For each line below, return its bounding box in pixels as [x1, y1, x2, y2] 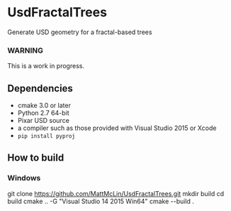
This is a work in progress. [7, 62, 85, 70]
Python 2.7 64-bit [17, 109, 69, 117]
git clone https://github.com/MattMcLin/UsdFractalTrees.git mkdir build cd [7, 189, 225, 198]
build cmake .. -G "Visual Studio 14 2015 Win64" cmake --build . [7, 197, 195, 205]
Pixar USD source [17, 117, 69, 125]
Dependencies [7, 82, 73, 94]
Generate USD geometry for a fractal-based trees [7, 28, 152, 36]
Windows [7, 173, 41, 183]
